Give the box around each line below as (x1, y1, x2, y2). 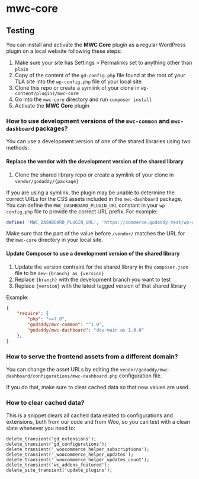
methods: (6, 144, 30, 152)
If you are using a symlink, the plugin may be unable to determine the (6, 189, 175, 196)
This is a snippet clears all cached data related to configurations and (6, 412, 174, 419)
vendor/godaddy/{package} (14, 178, 79, 184)
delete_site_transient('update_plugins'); (6, 467, 113, 474)
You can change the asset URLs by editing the (6, 366, 119, 373)
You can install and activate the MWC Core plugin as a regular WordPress (6, 41, 186, 48)
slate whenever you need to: (6, 424, 76, 432)
